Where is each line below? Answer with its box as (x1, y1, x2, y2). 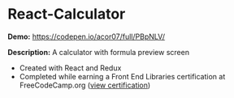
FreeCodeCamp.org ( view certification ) (19, 80, 151, 90)
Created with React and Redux (19, 62, 122, 73)
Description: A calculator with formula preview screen (7, 47, 190, 57)
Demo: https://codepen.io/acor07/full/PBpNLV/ (7, 32, 166, 41)
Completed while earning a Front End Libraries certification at (19, 71, 226, 81)
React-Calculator (7, 5, 126, 23)
